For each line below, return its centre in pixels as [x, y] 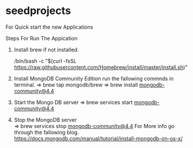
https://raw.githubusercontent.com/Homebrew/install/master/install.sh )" [101, 67]
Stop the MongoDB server [45, 120]
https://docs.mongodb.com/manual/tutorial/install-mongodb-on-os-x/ [98, 138]
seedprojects [38, 11]
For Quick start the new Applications [49, 27]
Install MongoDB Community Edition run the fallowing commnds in [94, 78]
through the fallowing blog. [46, 132]
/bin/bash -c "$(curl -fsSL [45, 61]
